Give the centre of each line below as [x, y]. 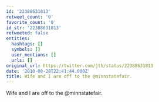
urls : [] [22, 60]
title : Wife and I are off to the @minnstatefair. [69, 76]
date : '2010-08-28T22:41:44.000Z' [48, 71]
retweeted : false [27, 33]
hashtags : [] [27, 44]
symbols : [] [26, 50]
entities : [18, 38]
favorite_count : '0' [31, 22]
